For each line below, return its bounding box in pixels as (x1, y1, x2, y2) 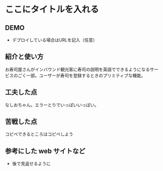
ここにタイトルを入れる (5, 4, 99, 15)
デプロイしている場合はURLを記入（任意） (12, 37, 97, 43)
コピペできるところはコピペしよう (5, 131, 73, 137)
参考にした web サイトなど (5, 147, 86, 155)
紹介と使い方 (5, 52, 44, 61)
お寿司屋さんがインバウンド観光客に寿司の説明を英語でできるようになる (5, 66, 150, 72)
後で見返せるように (12, 161, 51, 167)
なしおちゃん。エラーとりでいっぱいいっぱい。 (5, 102, 99, 108)
